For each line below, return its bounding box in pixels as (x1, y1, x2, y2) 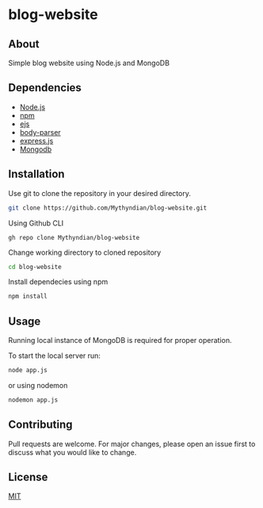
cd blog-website (8, 263, 62, 271)
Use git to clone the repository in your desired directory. (8, 188, 192, 198)
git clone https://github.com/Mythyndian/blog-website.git (8, 204, 208, 212)
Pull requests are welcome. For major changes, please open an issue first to (8, 439, 256, 448)
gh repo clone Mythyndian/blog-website (8, 233, 140, 241)
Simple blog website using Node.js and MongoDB (8, 58, 170, 67)
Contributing (8, 418, 73, 432)
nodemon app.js (8, 395, 59, 404)
